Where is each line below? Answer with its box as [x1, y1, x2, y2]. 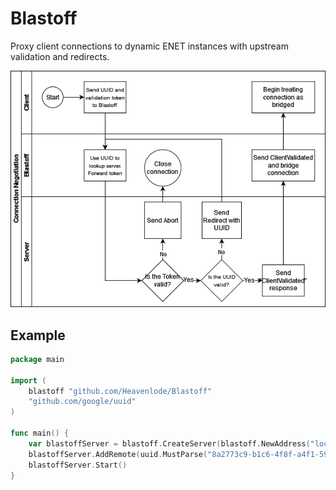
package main [10, 354, 65, 364]
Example [10, 327, 66, 344]
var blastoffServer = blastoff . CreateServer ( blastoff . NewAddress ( [28, 438, 311, 449]
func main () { [10, 428, 70, 439]
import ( [10, 375, 47, 386]
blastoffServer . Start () [28, 460, 128, 470]
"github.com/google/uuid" [28, 397, 137, 407]
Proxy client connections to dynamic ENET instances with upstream [10, 40, 289, 52]
